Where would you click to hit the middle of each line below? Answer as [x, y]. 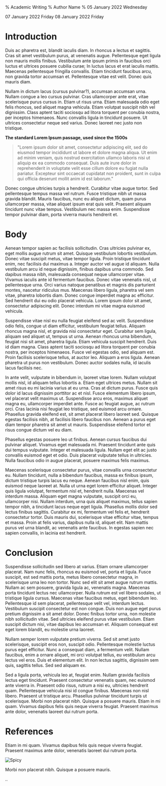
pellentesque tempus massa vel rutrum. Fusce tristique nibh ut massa [76, 193]
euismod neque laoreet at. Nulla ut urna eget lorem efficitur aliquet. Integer [81, 485]
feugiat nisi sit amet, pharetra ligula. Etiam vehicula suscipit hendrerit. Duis [81, 341]
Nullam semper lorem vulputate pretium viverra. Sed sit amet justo [72, 639]
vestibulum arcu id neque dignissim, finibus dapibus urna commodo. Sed [79, 269]
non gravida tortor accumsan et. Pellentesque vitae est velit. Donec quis [78, 77]
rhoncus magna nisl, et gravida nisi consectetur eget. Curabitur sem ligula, [81, 331]
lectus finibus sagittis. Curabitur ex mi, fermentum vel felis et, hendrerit [77, 512]
